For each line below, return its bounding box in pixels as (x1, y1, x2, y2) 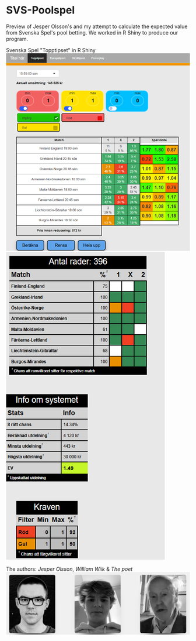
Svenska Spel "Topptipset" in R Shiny (6, 46, 96, 53)
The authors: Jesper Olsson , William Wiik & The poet (6, 565, 133, 573)
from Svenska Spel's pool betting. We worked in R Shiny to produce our (6, 29, 178, 36)
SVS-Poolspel (6, 4, 75, 17)
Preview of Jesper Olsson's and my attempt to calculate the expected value (6, 23, 188, 30)
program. (6, 35, 29, 42)
